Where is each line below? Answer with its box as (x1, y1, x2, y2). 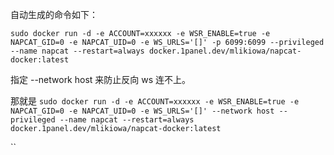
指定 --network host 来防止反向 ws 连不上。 (10, 74, 192, 85)
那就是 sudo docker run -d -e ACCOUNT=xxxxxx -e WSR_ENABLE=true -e (10, 95, 300, 107)
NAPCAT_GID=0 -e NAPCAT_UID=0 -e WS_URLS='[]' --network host (10, 106, 275, 116)
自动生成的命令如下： (10, 9, 98, 20)
